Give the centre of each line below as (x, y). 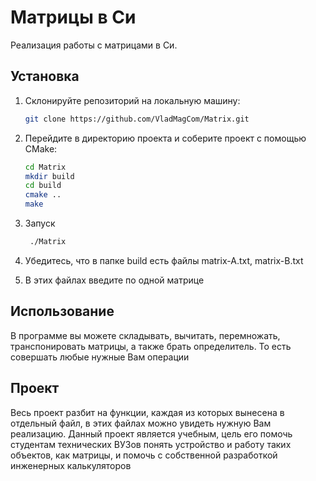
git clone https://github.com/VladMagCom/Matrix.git (137, 119)
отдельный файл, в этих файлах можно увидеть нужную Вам (141, 423)
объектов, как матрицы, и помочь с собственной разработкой (144, 455)
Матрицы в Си (73, 17)
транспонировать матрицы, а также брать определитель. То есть (151, 346)
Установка (45, 76)
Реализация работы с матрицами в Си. (94, 45)
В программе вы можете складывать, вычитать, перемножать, (145, 335)
